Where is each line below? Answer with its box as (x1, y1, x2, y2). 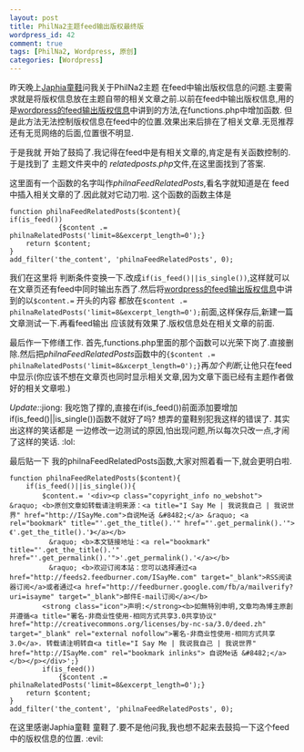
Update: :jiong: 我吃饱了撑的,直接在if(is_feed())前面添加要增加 (9, 402, 238, 413)
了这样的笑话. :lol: (9, 437, 76, 447)
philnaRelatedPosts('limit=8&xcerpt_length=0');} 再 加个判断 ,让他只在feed (9, 360, 293, 370)
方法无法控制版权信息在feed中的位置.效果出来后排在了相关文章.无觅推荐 (25, 116, 294, 127)
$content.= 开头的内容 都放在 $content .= (33, 295, 188, 305)
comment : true (9, 38, 64, 48)
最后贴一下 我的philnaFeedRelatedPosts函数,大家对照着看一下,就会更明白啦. (9, 456, 293, 466)
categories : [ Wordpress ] (9, 56, 104, 65)
